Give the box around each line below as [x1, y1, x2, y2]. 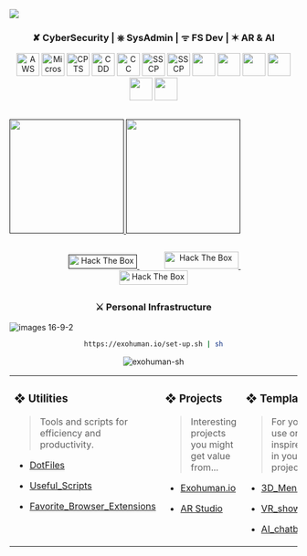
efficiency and [39, 426, 101, 439]
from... [190, 461, 219, 474]
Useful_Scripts [29, 479, 93, 492]
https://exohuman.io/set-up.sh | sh [83, 339, 224, 349]
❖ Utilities [14, 391, 69, 405]
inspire [270, 438, 302, 451]
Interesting [190, 415, 238, 428]
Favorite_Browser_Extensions [29, 499, 157, 512]
